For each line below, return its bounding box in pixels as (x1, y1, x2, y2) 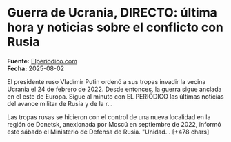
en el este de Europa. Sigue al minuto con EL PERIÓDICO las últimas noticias (7, 92, 224, 101)
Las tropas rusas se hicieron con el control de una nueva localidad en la (7, 112, 211, 121)
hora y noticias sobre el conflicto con (7, 19, 224, 35)
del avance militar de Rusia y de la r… (7, 99, 113, 108)
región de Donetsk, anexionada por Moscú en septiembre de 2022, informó (7, 120, 222, 128)
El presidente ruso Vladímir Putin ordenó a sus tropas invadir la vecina (7, 77, 206, 85)
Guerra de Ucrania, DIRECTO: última (7, 5, 217, 21)
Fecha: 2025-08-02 (7, 64, 64, 72)
